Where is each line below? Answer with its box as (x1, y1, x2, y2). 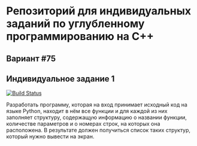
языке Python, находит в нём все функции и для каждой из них (6, 108, 168, 115)
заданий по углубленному (6, 17, 145, 31)
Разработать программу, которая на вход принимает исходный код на (6, 101, 187, 108)
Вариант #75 (6, 53, 56, 63)
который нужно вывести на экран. (6, 133, 95, 140)
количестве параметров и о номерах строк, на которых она (6, 120, 160, 127)
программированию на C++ (6, 30, 154, 43)
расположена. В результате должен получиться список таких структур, (6, 127, 190, 134)
